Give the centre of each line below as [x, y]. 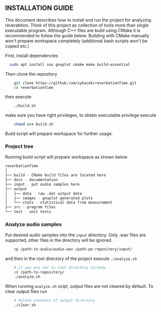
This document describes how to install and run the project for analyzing [78, 20]
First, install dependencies [32, 56]
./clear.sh [25, 305]
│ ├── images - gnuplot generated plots [49, 198]
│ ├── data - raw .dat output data [44, 194]
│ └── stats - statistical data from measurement [59, 203]
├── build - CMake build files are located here [56, 175]
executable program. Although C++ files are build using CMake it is [73, 30]
